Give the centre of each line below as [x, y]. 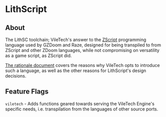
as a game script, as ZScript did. [38, 55]
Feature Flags [27, 92]
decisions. [16, 76]
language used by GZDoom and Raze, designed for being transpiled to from [83, 45]
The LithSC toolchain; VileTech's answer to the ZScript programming [76, 39]
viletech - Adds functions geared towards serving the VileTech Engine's [80, 103]
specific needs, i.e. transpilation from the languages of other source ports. [82, 109]
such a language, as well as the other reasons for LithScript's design [76, 70]
